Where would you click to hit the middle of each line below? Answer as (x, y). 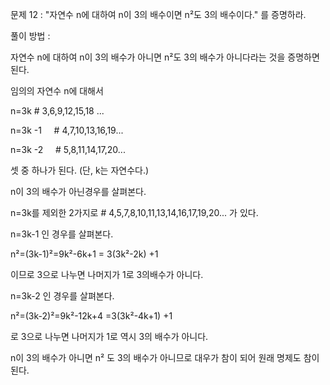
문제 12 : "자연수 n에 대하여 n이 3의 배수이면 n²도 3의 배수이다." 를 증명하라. (158, 14)
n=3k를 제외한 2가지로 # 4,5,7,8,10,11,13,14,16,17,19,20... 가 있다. (134, 212)
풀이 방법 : (30, 36)
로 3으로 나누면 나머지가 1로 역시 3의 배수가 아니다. (109, 336)
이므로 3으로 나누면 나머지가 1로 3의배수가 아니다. (107, 274)
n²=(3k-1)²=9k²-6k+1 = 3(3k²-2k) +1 (84, 254)
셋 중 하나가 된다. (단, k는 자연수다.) (80, 170)
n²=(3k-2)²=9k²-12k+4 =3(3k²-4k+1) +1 (91, 316)
